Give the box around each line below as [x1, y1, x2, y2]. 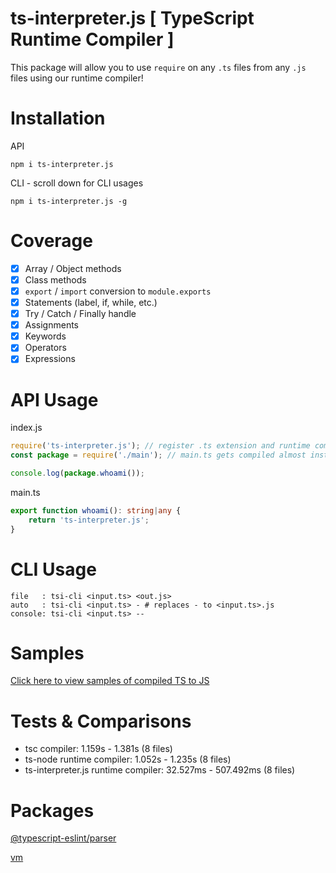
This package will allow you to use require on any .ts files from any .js [10, 61, 307, 73]
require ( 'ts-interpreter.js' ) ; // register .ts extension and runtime [10, 441, 311, 451]
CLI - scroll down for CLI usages [10, 177, 144, 189]
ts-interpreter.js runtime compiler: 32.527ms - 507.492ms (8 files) [24, 764, 296, 776]
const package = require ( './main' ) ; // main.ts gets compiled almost [10, 450, 307, 461]
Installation [10, 107, 106, 130]
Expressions [24, 353, 76, 365]
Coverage [10, 230, 93, 252]
